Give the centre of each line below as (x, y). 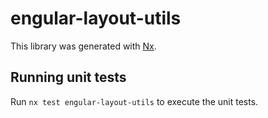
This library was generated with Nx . (83, 46)
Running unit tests (68, 77)
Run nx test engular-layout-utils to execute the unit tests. (134, 101)
